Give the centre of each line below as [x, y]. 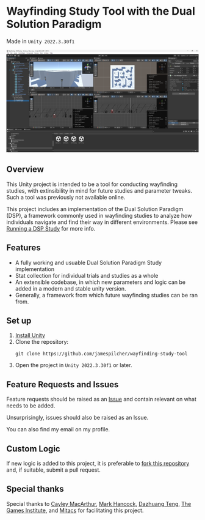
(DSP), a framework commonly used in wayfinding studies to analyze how [99, 215]
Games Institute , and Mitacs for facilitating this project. [75, 510]
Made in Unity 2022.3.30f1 [41, 41]
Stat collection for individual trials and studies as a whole [87, 275]
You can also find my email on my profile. [58, 429]
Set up [19, 320]
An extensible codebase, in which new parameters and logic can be [100, 282]
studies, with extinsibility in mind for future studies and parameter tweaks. [99, 190]
